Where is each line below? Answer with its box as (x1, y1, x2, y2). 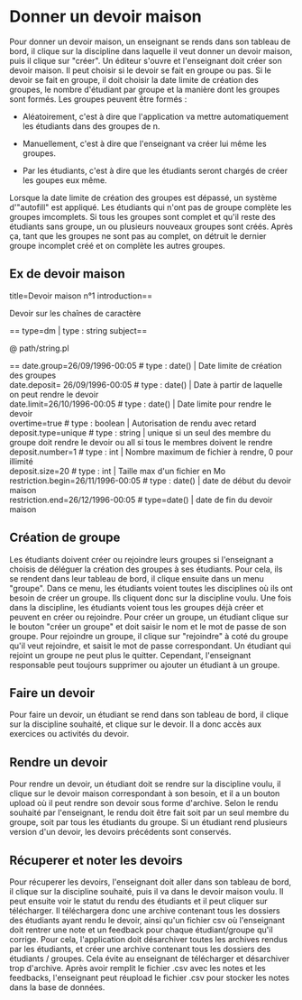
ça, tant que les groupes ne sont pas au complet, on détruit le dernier (9, 230, 267, 241)
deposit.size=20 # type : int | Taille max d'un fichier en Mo (9, 465, 226, 476)
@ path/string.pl (9, 343, 69, 353)
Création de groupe (9, 530, 121, 546)
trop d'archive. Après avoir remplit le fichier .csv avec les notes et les (9, 963, 266, 973)
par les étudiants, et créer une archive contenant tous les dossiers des (9, 944, 271, 954)
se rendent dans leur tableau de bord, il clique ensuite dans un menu (9, 573, 264, 583)
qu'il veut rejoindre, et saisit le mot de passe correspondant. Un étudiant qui (9, 640, 291, 651)
